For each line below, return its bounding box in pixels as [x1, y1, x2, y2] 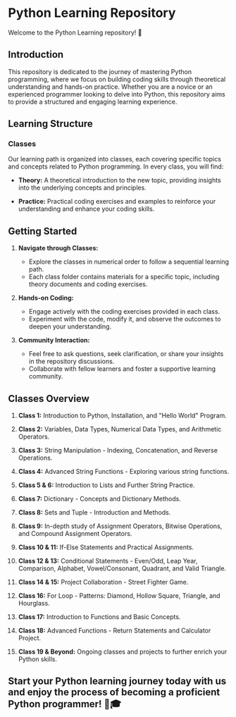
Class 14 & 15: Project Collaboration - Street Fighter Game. [18, 578, 189, 587]
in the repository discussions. [28, 357, 115, 366]
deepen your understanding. [28, 322, 112, 331]
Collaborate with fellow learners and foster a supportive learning [28, 364, 216, 373]
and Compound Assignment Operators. [18, 529, 132, 538]
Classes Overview [8, 393, 90, 405]
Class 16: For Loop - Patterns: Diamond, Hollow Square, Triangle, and [18, 592, 221, 600]
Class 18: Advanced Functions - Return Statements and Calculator [18, 626, 211, 635]
